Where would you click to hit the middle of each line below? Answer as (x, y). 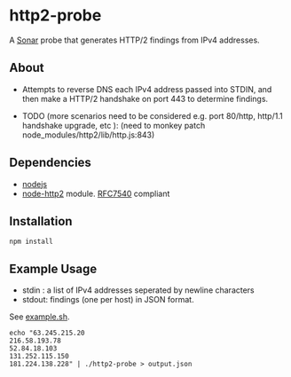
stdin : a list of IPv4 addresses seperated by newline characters (138, 290)
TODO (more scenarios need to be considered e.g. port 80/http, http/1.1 (152, 115)
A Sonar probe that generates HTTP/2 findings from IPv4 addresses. (134, 40)
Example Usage (53, 268)
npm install (31, 242)
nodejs (34, 184)
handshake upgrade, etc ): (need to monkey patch (114, 125)
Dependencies (50, 163)
